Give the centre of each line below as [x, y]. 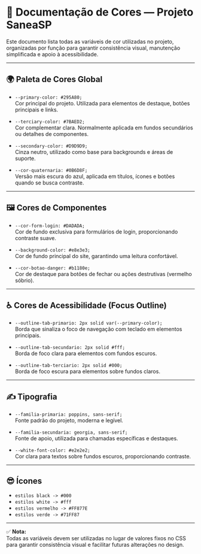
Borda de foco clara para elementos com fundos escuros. [86, 353]
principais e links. [36, 110]
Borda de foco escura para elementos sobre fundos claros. [87, 371]
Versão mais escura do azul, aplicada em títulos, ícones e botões [95, 176]
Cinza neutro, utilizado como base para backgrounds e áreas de [94, 152]
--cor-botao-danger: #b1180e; [53, 268]
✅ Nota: [16, 532]
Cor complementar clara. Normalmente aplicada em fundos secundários [104, 128]
